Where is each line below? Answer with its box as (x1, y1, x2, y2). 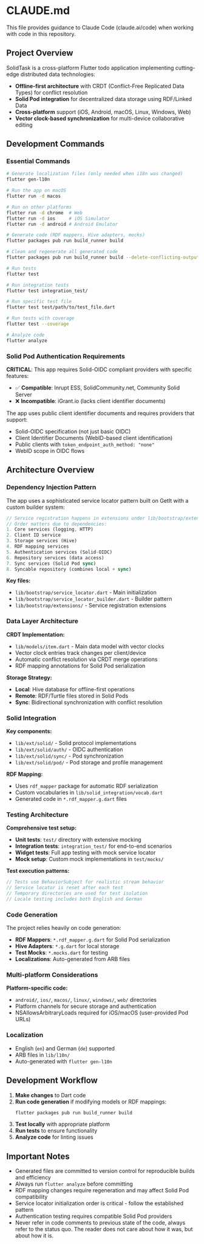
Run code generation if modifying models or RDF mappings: (15, 1098, 167, 1105)
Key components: (6, 728, 52, 735)
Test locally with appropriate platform (15, 1120, 110, 1128)
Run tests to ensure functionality (15, 1127, 98, 1134)
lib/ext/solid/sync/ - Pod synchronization (15, 752, 124, 760)
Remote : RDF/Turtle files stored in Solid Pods (15, 692, 129, 699)
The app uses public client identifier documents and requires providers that (6, 409, 195, 417)
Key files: (6, 577, 31, 584)
